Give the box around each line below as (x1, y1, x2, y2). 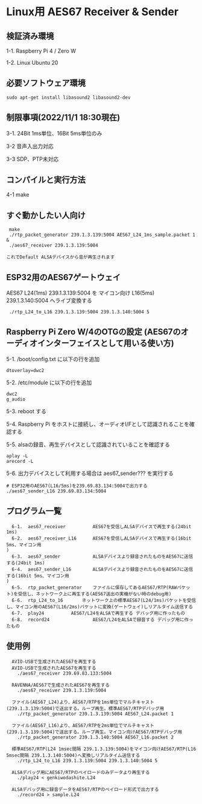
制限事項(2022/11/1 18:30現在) (6, 113, 121, 123)
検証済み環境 (6, 31, 54, 41)
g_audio (6, 396, 26, 402)
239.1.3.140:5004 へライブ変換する (6, 297, 92, 304)
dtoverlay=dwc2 (6, 367, 45, 373)
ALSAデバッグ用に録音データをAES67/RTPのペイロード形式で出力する (11, 786, 159, 793)
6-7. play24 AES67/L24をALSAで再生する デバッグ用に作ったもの (11, 610, 186, 616)
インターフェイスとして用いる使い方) (37, 338, 174, 348)
